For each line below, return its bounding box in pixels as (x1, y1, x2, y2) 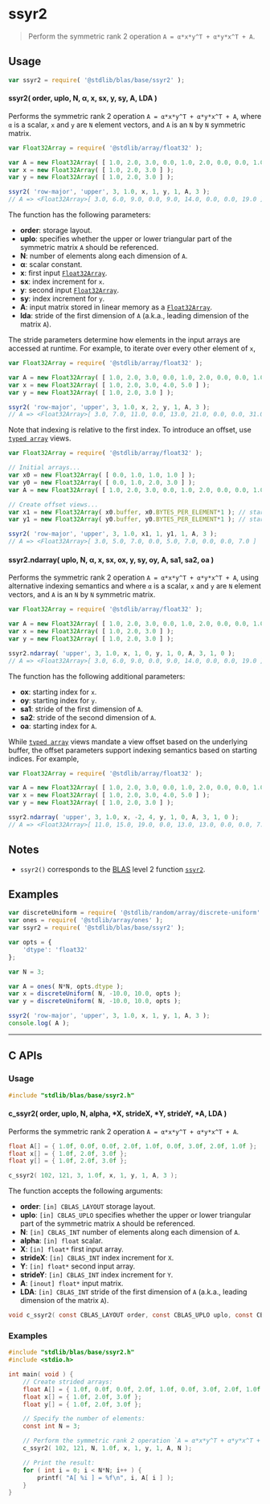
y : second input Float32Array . (19, 285, 119, 295)
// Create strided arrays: (22, 1378, 113, 1386)
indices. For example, (8, 753, 80, 764)
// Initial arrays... (8, 464, 81, 472)
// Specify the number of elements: (22, 1415, 146, 1423)
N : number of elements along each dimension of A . (19, 251, 188, 261)
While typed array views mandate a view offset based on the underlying (8, 736, 247, 746)
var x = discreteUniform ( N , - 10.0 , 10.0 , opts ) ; (8, 990, 182, 998)
